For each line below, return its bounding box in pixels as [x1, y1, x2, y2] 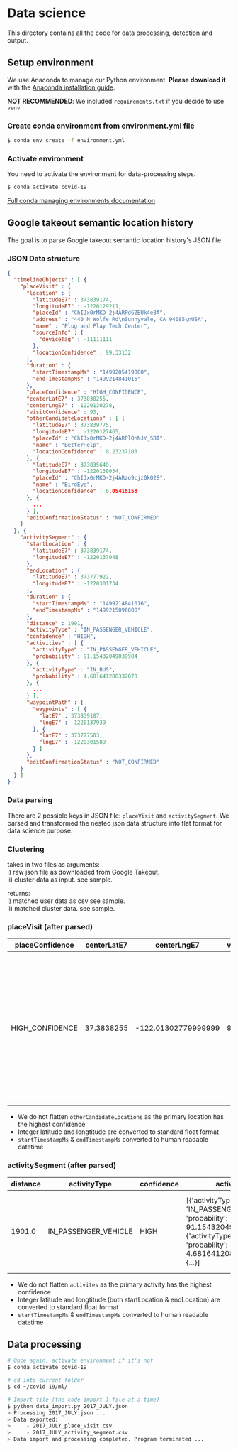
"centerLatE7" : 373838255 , [25, 395, 110, 402]
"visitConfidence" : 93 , [25, 409, 100, 416]
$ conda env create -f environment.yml [7, 137, 125, 144]
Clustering [7, 844, 45, 854]
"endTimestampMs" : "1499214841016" [33, 375, 141, 383]
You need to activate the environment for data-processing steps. [7, 170, 196, 178]
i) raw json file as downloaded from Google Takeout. [7, 868, 160, 877]
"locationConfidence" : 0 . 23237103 [33, 448, 138, 455]
